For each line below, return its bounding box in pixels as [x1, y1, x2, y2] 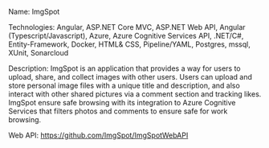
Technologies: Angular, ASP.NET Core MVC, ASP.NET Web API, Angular [8, 23, 247, 31]
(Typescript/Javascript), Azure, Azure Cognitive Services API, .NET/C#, [8, 31, 244, 40]
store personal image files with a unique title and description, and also [8, 80, 241, 90]
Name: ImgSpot [8, 7, 60, 16]
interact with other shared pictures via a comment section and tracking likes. [8, 89, 262, 99]
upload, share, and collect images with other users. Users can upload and [8, 72, 253, 81]
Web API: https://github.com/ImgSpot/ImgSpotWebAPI [8, 130, 189, 140]
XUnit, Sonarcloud [8, 48, 69, 57]
